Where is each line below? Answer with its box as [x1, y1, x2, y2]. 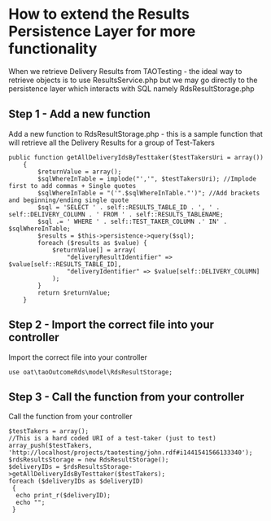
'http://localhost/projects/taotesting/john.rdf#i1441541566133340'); [8, 449, 253, 457]
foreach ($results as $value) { [37, 239, 148, 247]
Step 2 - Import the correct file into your [8, 318, 214, 332]
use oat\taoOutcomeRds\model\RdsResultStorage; [8, 368, 173, 376]
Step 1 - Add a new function [8, 107, 151, 121]
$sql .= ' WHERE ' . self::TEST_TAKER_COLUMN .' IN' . [37, 217, 228, 225]
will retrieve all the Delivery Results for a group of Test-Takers [8, 138, 216, 147]
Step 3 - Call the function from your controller [8, 390, 245, 404]
